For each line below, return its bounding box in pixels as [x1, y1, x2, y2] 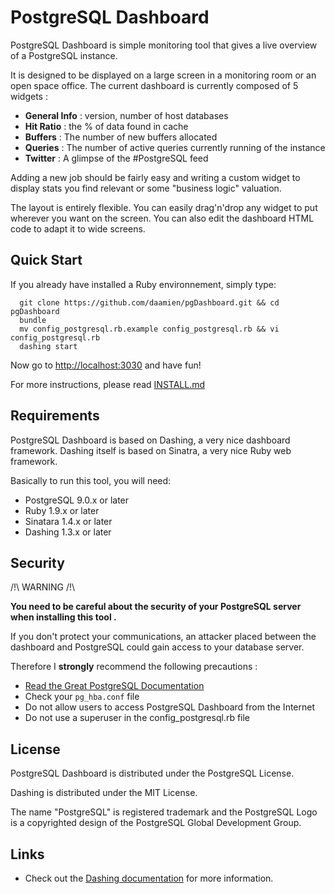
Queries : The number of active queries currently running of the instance [24, 141, 326, 153]
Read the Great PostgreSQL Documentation [24, 680, 205, 692]
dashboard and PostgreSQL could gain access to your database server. [10, 641, 305, 653]
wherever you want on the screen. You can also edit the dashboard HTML [10, 212, 315, 224]
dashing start [19, 341, 78, 351]
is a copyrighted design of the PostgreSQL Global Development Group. [10, 817, 302, 829]
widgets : [10, 90, 48, 102]
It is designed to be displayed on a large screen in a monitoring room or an [10, 69, 317, 81]
